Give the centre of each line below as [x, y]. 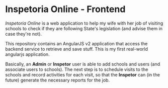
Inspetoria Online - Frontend [65, 9]
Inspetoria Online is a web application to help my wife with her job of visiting [84, 23]
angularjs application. [27, 54]
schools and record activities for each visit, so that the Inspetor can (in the [82, 74]
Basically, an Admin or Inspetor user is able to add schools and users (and [83, 64]
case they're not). [23, 34]
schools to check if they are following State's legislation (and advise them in [84, 28]
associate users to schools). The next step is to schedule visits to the [77, 69]
